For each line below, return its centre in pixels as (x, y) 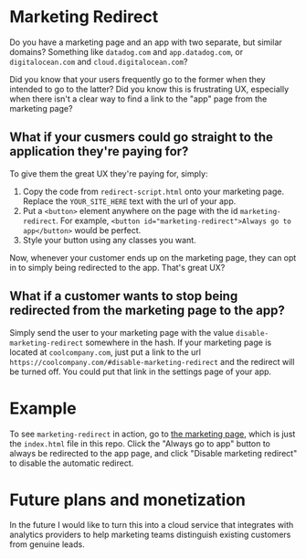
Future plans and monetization (128, 500)
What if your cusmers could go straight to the (142, 138)
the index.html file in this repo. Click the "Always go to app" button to (140, 443)
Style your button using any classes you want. (109, 240)
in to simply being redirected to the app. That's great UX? (117, 267)
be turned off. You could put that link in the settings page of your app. (141, 371)
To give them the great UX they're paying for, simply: (109, 173)
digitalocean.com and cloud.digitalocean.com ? (99, 61)
